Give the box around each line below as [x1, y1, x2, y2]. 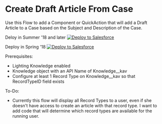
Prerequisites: [5, 53, 33, 59]
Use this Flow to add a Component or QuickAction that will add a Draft [5, 20, 148, 25]
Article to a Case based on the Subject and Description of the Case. [5, 25, 143, 30]
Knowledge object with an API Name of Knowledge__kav [12, 68, 127, 74]
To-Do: [5, 88, 20, 94]
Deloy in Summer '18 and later [5, 34, 66, 40]
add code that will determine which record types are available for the [12, 108, 153, 114]
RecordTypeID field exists [12, 78, 65, 84]
